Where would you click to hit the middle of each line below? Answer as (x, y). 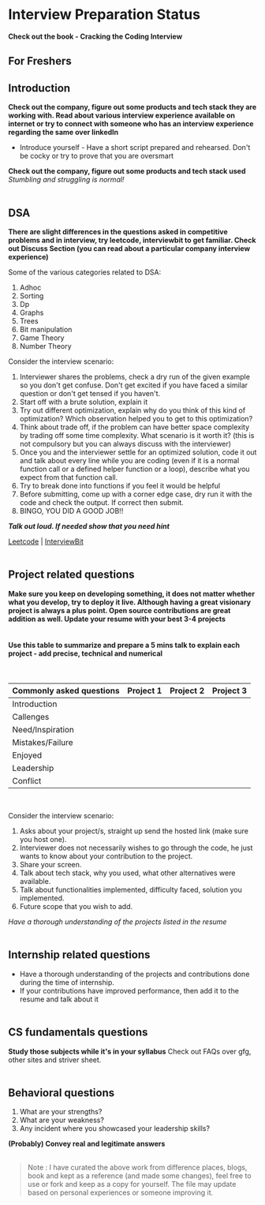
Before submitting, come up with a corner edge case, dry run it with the (136, 494)
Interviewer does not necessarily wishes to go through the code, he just (136, 848)
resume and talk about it (59, 999)
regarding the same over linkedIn (63, 133)
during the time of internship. (67, 982)
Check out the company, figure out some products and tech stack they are (132, 107)
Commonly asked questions (66, 690)
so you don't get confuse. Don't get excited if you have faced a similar (134, 385)
